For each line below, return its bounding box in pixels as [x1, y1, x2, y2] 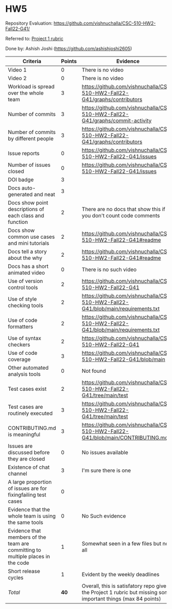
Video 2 [8, 74, 27, 82]
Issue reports [8, 149, 40, 157]
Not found [81, 367, 106, 374]
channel [8, 470, 27, 477]
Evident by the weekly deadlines [81, 570, 160, 578]
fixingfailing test [8, 491, 47, 498]
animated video [8, 269, 45, 276]
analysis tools [8, 370, 41, 377]
